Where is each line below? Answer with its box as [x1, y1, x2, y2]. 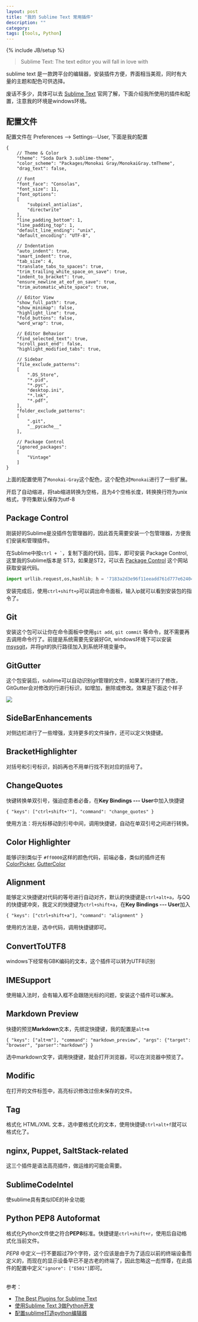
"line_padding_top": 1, [16, 222, 75, 228]
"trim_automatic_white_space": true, [16, 284, 110, 290]
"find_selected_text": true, [16, 335, 88, 342]
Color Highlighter [6, 838, 71, 848]
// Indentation [16, 243, 54, 249]
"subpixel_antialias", [27, 202, 83, 207]
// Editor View [16, 294, 54, 301]
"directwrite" [27, 207, 62, 213]
